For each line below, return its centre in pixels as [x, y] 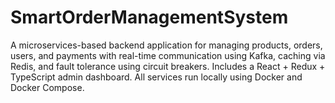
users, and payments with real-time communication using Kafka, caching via [168, 55]
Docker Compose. [47, 87]
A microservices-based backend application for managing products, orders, [166, 45]
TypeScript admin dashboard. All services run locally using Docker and [156, 77]
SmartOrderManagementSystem [149, 17]
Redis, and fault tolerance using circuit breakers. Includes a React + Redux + [168, 66]
